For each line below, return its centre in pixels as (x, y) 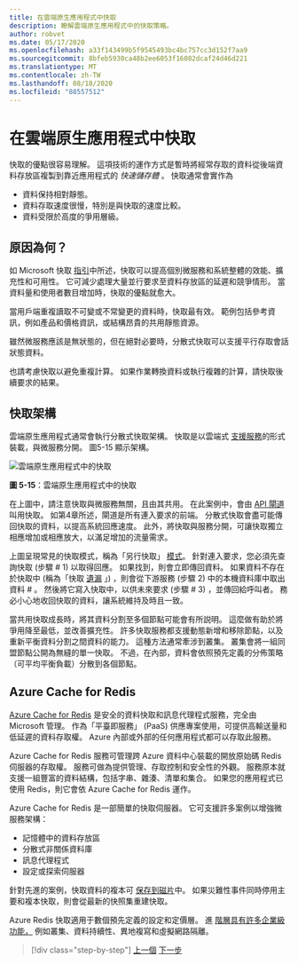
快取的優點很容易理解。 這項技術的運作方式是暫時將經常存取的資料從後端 (142, 164)
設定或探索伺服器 (53, 871)
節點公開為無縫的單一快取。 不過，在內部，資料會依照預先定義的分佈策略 (150, 652)
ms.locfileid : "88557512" (57, 91)
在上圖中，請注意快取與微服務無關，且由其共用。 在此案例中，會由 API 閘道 (147, 504)
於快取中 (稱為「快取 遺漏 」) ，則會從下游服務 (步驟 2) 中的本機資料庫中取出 (147, 579)
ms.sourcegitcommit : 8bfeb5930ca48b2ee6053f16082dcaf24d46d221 (129, 59)
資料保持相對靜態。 (57, 194)
